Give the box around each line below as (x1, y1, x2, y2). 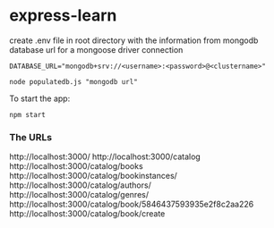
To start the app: (9, 93, 71, 104)
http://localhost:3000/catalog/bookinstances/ (9, 171, 177, 182)
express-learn (9, 5, 117, 26)
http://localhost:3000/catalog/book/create (9, 208, 166, 219)
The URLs (9, 131, 52, 143)
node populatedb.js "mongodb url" (9, 77, 139, 86)
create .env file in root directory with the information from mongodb (9, 35, 259, 46)
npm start (9, 110, 47, 119)
